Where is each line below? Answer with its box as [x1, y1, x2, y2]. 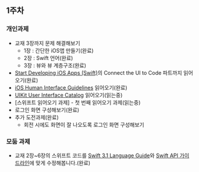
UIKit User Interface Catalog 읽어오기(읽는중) [14, 91, 123, 98]
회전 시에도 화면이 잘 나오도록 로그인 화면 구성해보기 [23, 121, 144, 128]
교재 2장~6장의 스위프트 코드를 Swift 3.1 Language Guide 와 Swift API [14, 152, 178, 159]
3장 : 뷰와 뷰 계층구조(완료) [23, 62, 87, 69]
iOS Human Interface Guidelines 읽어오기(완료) [14, 84, 128, 91]
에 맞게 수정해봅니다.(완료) [29, 159, 91, 166]
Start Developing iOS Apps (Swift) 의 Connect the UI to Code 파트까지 [14, 69, 182, 76]
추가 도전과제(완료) [14, 113, 59, 120]
